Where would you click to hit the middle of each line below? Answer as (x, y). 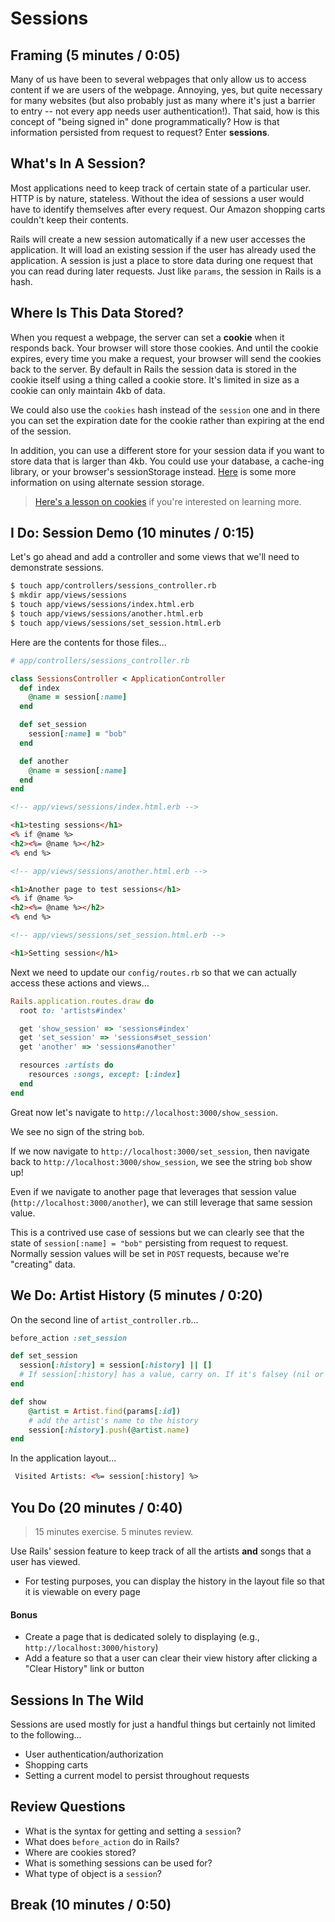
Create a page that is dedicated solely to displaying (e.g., (142, 1637)
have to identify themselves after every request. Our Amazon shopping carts (168, 209)
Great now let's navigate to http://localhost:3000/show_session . (144, 1112)
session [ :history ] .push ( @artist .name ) (109, 1430)
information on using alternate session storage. (107, 482)
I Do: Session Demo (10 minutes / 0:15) (132, 533)
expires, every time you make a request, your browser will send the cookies (166, 358)
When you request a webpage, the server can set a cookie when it (147, 337)
